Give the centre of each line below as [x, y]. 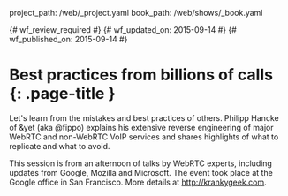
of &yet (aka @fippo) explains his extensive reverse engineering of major [141, 127]
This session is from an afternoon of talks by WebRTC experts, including [140, 163]
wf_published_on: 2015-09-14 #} [68, 39]
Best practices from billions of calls [141, 75]
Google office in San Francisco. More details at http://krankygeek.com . [138, 182]
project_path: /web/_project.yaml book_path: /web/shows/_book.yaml [136, 13]
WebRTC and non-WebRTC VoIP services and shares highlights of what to [144, 137]
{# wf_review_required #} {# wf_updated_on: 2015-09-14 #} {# [123, 30]
